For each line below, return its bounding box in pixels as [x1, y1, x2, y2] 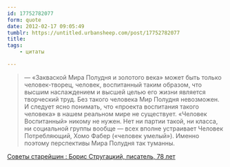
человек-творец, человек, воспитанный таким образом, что [23, 80, 202, 89]
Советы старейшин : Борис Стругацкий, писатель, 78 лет [7, 152, 176, 160]
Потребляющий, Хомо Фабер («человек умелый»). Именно [23, 131, 200, 140]
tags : [7, 42, 23, 49]
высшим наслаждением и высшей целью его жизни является [23, 87, 207, 96]
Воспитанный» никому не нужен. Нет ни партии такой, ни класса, [23, 117, 218, 125]
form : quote [7, 16, 41, 23]
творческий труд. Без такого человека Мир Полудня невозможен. [23, 95, 220, 103]
